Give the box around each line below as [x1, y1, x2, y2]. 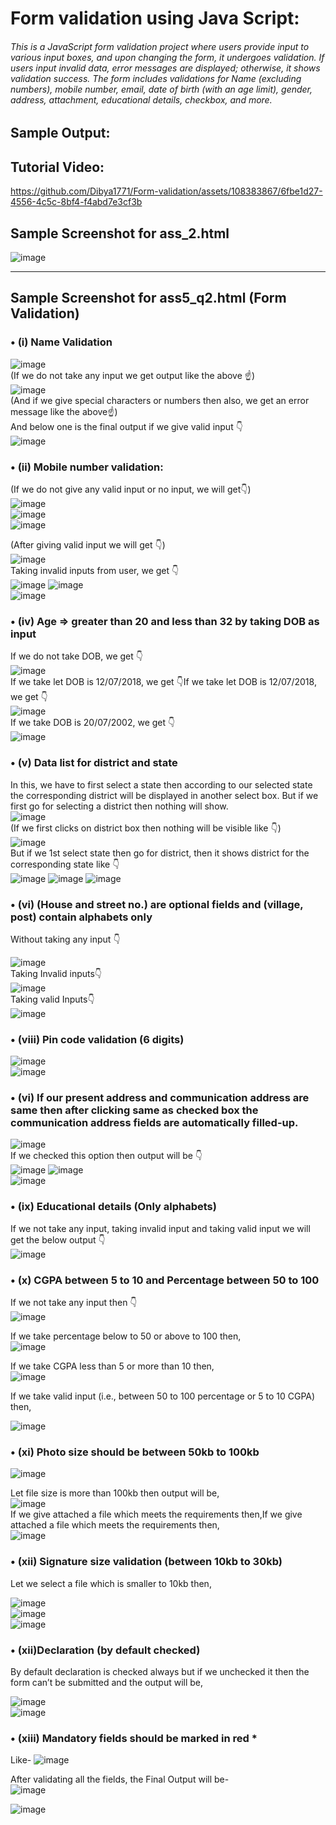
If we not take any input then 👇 [10, 1297, 138, 1309]
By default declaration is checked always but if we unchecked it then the [10, 1665, 310, 1677]
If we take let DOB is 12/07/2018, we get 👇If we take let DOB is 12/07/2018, [10, 676, 317, 688]
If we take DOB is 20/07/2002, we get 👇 [10, 717, 176, 729]
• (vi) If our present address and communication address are [10, 1091, 310, 1105]
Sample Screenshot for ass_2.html [10, 225, 230, 242]
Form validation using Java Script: [10, 7, 300, 30]
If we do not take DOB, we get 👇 [10, 650, 143, 662]
